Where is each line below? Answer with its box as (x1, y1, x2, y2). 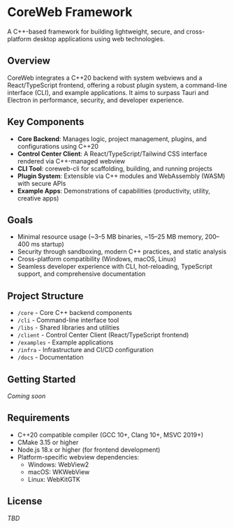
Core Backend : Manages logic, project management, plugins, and (17, 134, 207, 143)
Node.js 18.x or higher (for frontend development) (17, 445, 161, 454)
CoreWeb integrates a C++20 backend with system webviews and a (7, 73, 203, 82)
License (7, 495, 43, 507)
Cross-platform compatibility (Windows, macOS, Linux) (17, 255, 177, 263)
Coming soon (7, 392, 46, 400)
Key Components (7, 116, 85, 128)
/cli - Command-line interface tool (17, 316, 119, 325)
